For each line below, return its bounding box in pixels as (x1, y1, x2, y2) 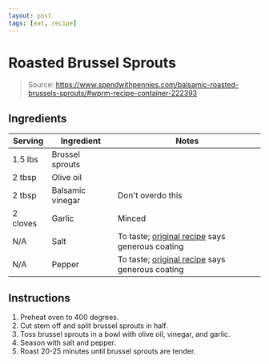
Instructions (8, 291, 70, 305)
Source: (27, 80, 54, 90)
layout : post (8, 11, 52, 20)
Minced (117, 213, 147, 224)
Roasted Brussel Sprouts (8, 54, 177, 72)
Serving (12, 135, 44, 146)
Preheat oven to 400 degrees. (19, 313, 119, 322)
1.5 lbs (12, 154, 38, 165)
